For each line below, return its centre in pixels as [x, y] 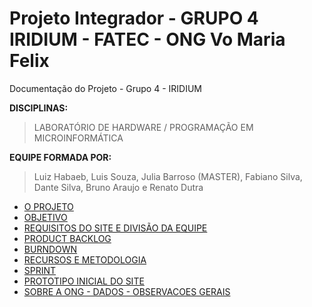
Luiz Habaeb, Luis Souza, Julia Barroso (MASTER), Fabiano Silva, [168, 176]
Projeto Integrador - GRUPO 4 [134, 18]
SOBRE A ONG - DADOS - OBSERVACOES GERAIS [127, 291]
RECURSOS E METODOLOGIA [85, 259]
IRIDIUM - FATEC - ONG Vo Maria [147, 39]
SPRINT [40, 270]
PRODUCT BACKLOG [67, 238]
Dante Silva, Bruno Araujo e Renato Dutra [118, 187]
